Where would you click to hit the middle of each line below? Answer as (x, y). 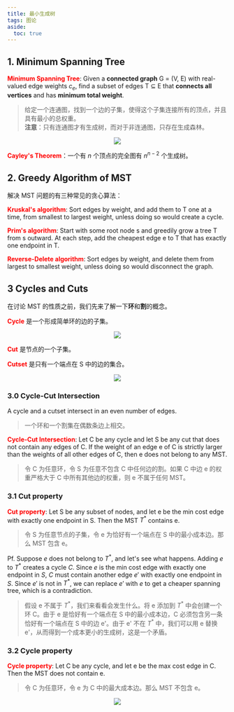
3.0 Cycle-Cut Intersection (53, 396)
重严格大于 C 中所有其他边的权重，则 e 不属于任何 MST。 (107, 478)
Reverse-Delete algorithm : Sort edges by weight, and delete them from (111, 259)
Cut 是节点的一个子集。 (41, 349)
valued (17, 86)
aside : (17, 27)
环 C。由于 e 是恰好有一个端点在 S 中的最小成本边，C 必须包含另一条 (124, 615)
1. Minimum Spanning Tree (66, 61)
